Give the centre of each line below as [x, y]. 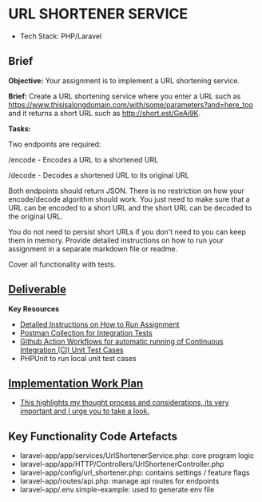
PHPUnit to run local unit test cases [78, 358]
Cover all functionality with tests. [62, 264]
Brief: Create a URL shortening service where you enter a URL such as [125, 96]
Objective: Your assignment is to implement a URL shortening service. [124, 80]
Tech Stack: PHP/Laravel [61, 36]
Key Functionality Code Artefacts [93, 436]
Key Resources [34, 308]
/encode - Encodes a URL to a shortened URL [83, 159]
